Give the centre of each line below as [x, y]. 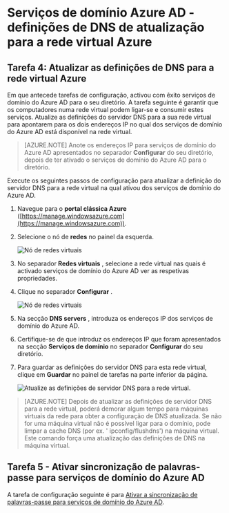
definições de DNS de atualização [106, 27]
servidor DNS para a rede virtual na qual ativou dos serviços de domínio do [114, 188]
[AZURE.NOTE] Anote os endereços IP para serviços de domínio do [120, 145]
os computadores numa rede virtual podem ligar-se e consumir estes [106, 110]
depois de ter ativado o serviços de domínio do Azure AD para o [115, 160]
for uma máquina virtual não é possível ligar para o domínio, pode [117, 423]
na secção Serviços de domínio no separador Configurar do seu [110, 346]
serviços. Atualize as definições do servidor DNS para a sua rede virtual [109, 117]
